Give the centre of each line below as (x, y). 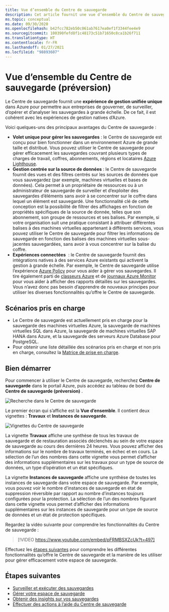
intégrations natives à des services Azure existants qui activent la (80, 260)
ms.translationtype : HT (30, 38)
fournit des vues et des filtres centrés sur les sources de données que (85, 175)
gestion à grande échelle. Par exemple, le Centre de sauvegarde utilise (86, 265)
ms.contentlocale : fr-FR (31, 43)
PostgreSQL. (26, 342)
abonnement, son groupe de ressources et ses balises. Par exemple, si (86, 218)
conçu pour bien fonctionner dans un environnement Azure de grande (85, 143)
